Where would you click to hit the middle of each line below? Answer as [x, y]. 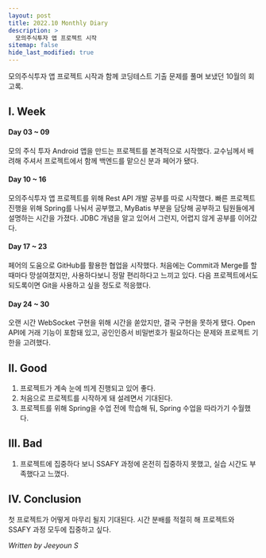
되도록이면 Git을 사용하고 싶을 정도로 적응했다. [79, 285]
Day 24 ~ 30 [29, 304]
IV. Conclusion [45, 499]
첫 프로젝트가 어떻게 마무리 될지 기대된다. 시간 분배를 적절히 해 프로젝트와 [121, 519]
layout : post [30, 16]
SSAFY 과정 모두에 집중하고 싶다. [60, 529]
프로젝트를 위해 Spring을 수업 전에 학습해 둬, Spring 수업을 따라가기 [125, 408]
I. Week [27, 112]
